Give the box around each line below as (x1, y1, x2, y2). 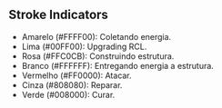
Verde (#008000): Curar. (21, 89, 116, 100)
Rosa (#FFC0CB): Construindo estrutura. (21, 50, 175, 62)
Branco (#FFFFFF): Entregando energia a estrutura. (21, 60, 215, 71)
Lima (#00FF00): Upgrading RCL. (21, 41, 147, 52)
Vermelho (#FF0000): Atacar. (21, 70, 133, 81)
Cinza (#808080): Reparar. (21, 79, 123, 90)
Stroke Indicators (8, 7, 108, 23)
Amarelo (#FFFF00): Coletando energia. (21, 31, 172, 42)
